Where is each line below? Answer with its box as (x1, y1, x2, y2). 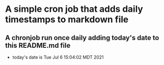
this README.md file (5, 41, 71, 50)
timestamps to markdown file (5, 14, 129, 25)
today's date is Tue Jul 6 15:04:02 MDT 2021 (12, 54, 104, 60)
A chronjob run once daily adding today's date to (5, 33, 160, 42)
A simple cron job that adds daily (5, 3, 143, 15)
